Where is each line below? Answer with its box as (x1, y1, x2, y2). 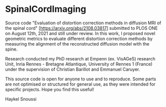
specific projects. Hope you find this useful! (5, 86, 94, 92)
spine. (5, 46, 18, 52)
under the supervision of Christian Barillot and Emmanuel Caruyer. (5, 66, 140, 72)
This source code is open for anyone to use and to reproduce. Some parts (5, 76, 156, 82)
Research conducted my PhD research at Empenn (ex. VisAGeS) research (5, 55, 156, 61)
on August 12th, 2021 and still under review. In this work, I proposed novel (5, 30, 156, 36)
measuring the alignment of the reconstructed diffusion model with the (5, 41, 150, 47)
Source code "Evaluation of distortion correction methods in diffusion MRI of (5, 20, 162, 26)
